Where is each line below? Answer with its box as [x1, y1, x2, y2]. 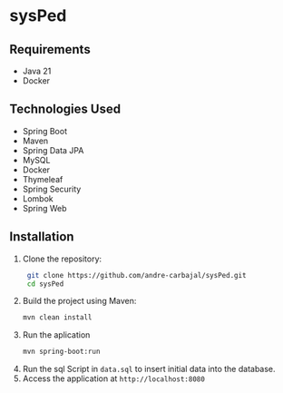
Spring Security [22, 183, 82, 194]
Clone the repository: [22, 253, 102, 264]
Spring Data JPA [22, 144, 84, 155]
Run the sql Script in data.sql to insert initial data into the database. [22, 364, 276, 375]
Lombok [22, 192, 54, 204]
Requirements [9, 42, 91, 57]
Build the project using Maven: [22, 296, 137, 307]
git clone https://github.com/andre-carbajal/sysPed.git [26, 270, 247, 280]
